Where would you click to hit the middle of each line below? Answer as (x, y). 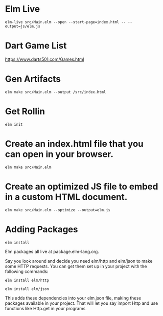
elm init (14, 124)
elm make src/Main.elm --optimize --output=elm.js (58, 210)
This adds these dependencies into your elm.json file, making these (73, 298)
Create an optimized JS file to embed (81, 186)
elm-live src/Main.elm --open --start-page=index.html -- (65, 22)
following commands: (27, 271)
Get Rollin (25, 112)
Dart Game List (36, 46)
